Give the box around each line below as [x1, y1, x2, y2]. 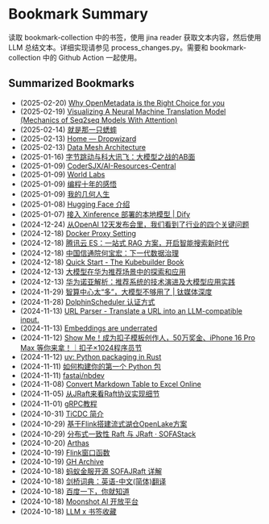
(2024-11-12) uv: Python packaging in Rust [19, 351, 162, 361]
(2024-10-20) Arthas [19, 438, 90, 447]
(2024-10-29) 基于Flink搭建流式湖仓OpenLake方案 [19, 418, 188, 428]
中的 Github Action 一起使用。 [42, 52, 142, 62]
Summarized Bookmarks [8, 77, 135, 90]
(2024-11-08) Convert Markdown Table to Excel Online [19, 379, 201, 389]
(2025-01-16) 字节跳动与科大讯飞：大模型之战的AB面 [19, 152, 196, 161]
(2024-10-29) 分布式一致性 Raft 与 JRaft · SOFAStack [19, 429, 197, 439]
